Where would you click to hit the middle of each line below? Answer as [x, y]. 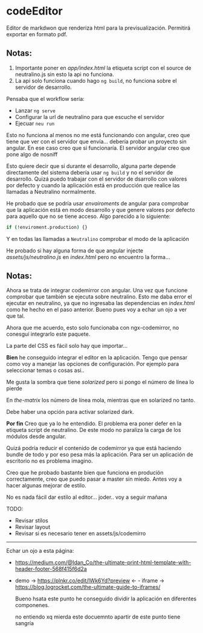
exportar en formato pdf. [37, 34]
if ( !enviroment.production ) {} [47, 227]
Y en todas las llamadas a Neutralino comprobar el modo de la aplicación [98, 239]
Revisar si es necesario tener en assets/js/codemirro [80, 533]
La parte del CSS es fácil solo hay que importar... [67, 346]
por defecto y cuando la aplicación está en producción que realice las [93, 185]
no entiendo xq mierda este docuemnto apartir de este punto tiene [98, 617]
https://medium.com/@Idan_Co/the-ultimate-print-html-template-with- [103, 562]
